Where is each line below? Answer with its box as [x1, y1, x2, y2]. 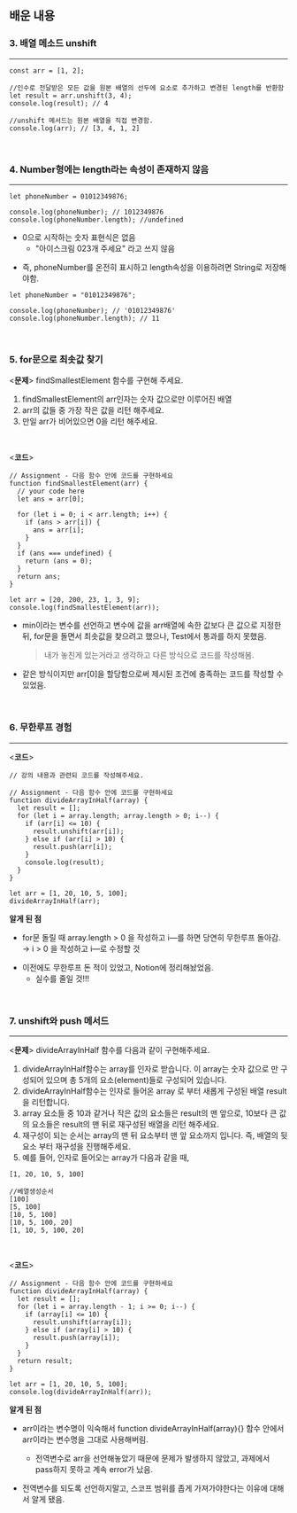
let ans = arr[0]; [17, 495, 86, 503]
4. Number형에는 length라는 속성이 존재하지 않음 [9, 163, 209, 175]
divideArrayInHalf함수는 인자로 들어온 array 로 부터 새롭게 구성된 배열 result [21, 1085, 287, 1096]
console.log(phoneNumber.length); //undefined [9, 215, 184, 224]
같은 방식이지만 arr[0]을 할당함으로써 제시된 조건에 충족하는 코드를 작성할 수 [21, 668, 285, 680]
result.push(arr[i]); [32, 842, 113, 851]
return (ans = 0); [25, 557, 93, 565]
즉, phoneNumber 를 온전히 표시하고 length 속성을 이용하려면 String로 [21, 261, 263, 272]
